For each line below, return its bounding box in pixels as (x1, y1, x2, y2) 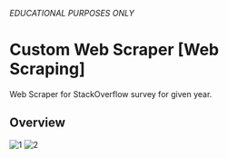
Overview (9, 115, 66, 131)
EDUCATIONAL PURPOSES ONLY (9, 8, 134, 18)
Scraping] (9, 59, 85, 80)
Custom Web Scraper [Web (9, 40, 220, 60)
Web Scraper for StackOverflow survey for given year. (9, 88, 213, 99)
